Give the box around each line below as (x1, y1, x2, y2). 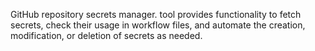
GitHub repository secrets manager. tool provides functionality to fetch (10, 9, 302, 20)
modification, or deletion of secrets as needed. (10, 30, 203, 41)
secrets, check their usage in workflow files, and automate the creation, (10, 19, 306, 31)
